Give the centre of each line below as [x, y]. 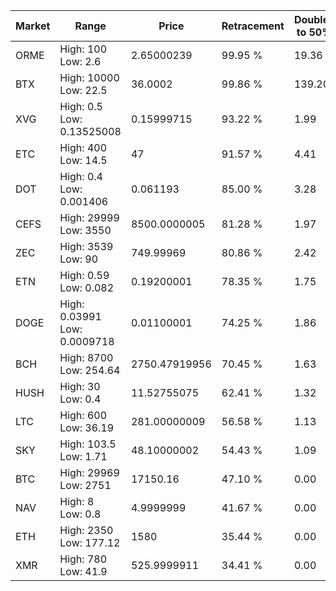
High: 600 [83, 415]
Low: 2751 [85, 485]
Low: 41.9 [83, 571]
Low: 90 [79, 259]
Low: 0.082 [87, 287]
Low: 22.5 [83, 90]
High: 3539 [86, 246]
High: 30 [80, 386]
